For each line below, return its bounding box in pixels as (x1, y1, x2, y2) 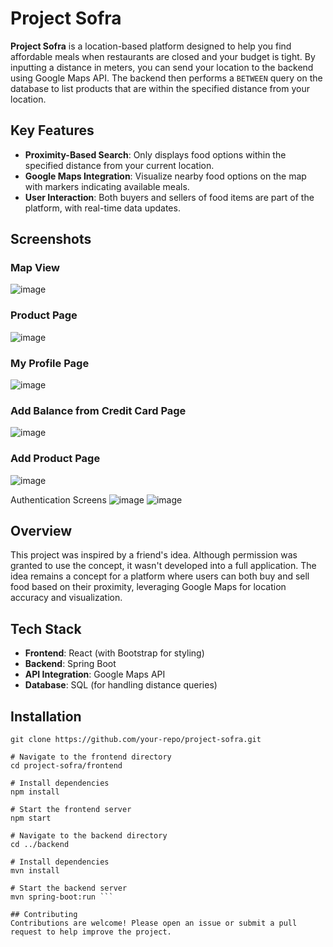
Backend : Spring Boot (24, 658, 117, 670)
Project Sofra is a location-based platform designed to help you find (10, 40, 292, 52)
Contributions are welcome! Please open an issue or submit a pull (10, 918, 298, 929)
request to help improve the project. (10, 927, 172, 937)
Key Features (10, 122, 95, 139)
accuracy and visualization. (10, 592, 123, 604)
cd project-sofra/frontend (10, 761, 123, 771)
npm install (10, 787, 60, 797)
